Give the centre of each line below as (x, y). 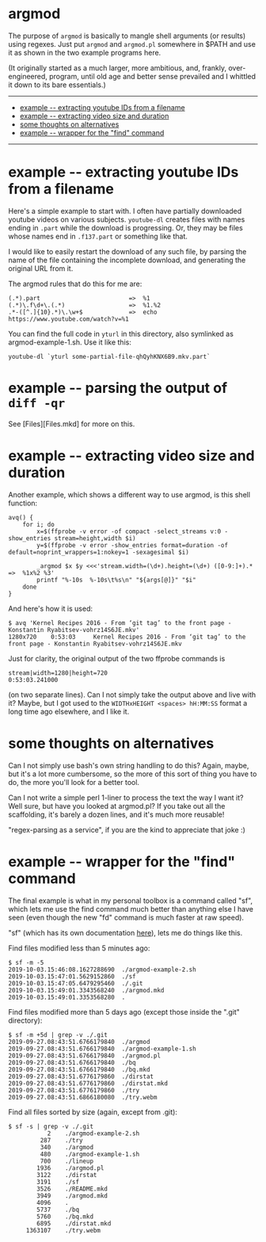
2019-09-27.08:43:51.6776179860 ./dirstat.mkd (88, 1083)
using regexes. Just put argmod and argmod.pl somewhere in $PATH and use (132, 44)
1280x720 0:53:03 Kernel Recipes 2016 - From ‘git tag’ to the (127, 637)
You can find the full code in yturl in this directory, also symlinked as (121, 333)
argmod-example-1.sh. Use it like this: (70, 342)
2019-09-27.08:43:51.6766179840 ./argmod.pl (84, 1055)
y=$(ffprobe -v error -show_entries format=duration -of (132, 545)
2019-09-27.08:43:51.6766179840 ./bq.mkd (79, 1069)
